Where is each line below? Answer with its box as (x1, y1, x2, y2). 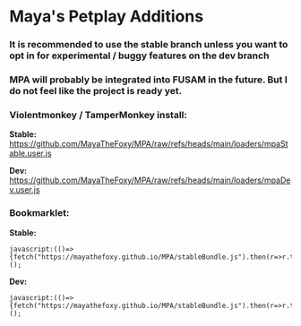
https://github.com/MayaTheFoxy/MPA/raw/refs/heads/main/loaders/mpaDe (9, 175, 291, 185)
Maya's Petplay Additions (9, 6, 204, 27)
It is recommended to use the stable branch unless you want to (9, 39, 288, 51)
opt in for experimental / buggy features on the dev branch (9, 49, 270, 62)
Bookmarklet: (9, 207, 70, 219)
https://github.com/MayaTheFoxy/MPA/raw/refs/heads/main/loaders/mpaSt (9, 139, 288, 150)
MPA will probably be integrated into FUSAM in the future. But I (9, 73, 288, 86)
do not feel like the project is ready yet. (9, 85, 183, 98)
